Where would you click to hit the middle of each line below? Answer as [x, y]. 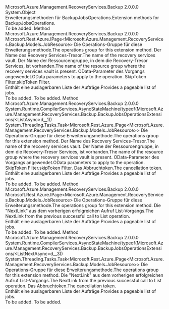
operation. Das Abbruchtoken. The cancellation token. [61, 286]
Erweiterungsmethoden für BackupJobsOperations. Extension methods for [82, 18]
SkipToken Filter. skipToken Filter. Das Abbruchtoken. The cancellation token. [84, 168]
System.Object [20, 12]
